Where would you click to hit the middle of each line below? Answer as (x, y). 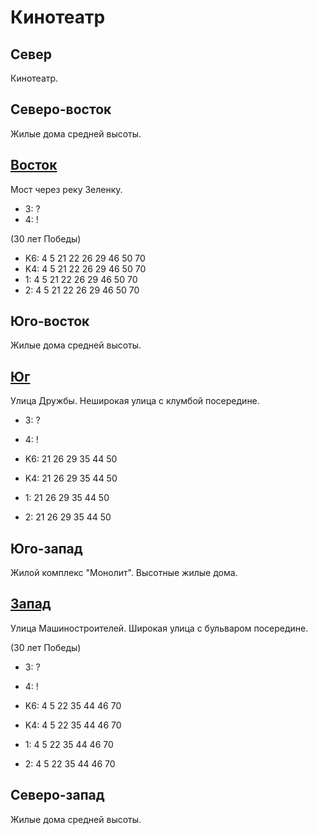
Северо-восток (61, 109)
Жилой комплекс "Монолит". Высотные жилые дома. (124, 573)
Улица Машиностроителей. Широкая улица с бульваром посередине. (159, 628)
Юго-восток (50, 321)
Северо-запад (57, 795)
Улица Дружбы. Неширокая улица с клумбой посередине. (135, 401)
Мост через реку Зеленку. (66, 189)
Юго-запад (46, 548)
